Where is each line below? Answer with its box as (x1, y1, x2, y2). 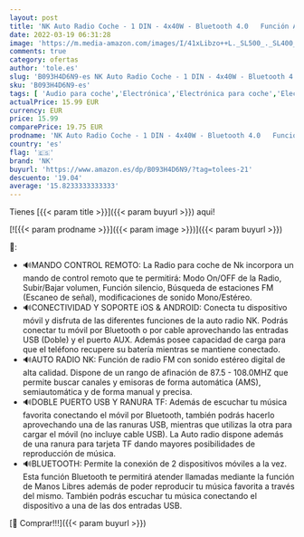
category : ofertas (9, 55, 79, 64)
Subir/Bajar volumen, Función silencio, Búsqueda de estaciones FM (22, 283, 274, 293)
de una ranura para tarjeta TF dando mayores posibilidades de (22, 438, 256, 449)
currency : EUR (9, 106, 63, 115)
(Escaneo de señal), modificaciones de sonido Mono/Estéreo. (22, 292, 252, 303)
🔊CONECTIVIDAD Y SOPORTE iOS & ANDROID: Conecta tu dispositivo (22, 302, 288, 313)
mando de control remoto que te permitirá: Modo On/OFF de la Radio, (22, 273, 282, 283)
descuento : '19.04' (9, 173, 83, 182)
